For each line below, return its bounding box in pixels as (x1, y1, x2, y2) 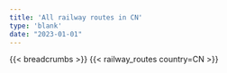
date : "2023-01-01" (9, 29, 83, 38)
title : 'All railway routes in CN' (9, 12, 143, 22)
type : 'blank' (9, 21, 63, 30)
